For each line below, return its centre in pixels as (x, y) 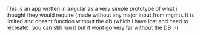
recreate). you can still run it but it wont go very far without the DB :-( (92, 27)
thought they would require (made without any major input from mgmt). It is (100, 15)
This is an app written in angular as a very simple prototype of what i (92, 9)
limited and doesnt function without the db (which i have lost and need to (98, 21)
